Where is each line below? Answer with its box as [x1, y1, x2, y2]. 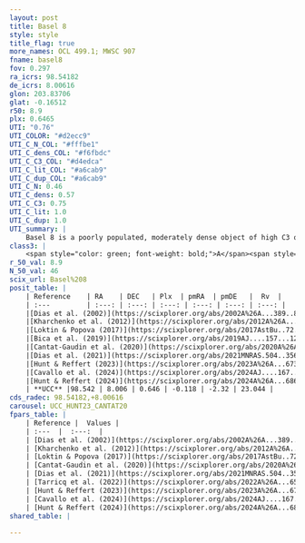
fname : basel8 [9, 55, 64, 64]
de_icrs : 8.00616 [9, 81, 75, 90]
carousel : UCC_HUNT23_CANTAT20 [9, 401, 128, 411]
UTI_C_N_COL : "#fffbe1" [9, 140, 100, 149]
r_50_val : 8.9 [9, 258, 64, 268]
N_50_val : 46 [9, 267, 59, 276]
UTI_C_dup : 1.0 [9, 215, 67, 225]
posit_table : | [9, 283, 67, 292]
